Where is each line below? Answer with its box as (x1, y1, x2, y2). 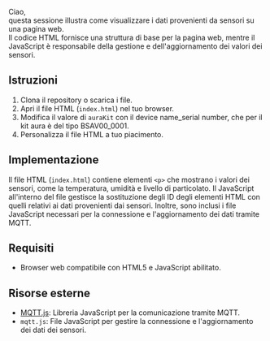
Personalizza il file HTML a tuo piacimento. (20, 129, 164, 139)
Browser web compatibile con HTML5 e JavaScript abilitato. (20, 263, 221, 273)
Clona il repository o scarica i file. (20, 95, 133, 105)
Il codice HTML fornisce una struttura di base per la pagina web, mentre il (8, 32, 255, 42)
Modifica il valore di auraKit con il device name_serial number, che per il (20, 112, 263, 122)
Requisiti (8, 241, 54, 255)
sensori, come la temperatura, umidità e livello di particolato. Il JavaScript (8, 183, 255, 193)
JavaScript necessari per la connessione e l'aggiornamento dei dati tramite (8, 209, 260, 218)
